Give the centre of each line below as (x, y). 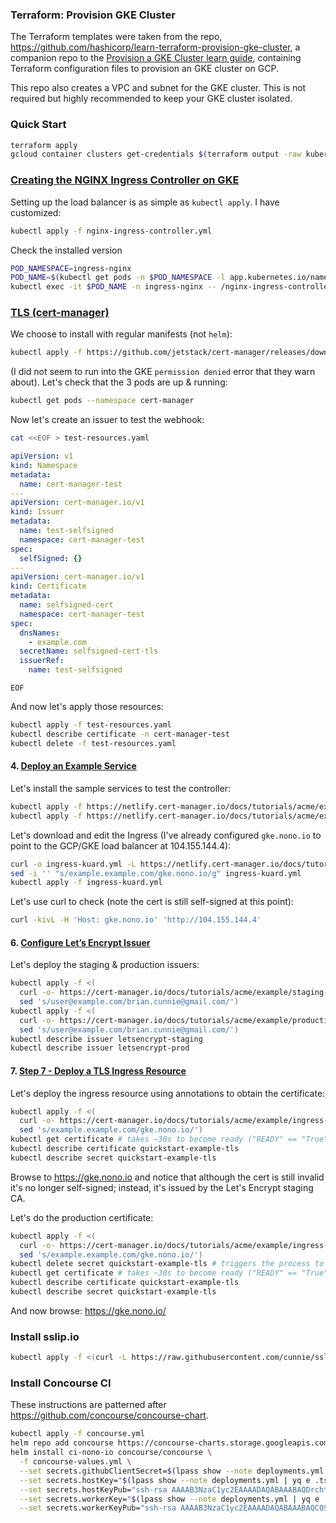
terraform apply (44, 145)
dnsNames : (39, 633)
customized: (36, 212)
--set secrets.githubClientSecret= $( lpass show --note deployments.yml (172, 1471)
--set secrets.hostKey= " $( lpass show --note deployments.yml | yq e (165, 1480)
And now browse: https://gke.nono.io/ (88, 1310)
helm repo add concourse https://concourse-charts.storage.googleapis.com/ (171, 1443)
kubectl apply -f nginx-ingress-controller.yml (111, 231)
